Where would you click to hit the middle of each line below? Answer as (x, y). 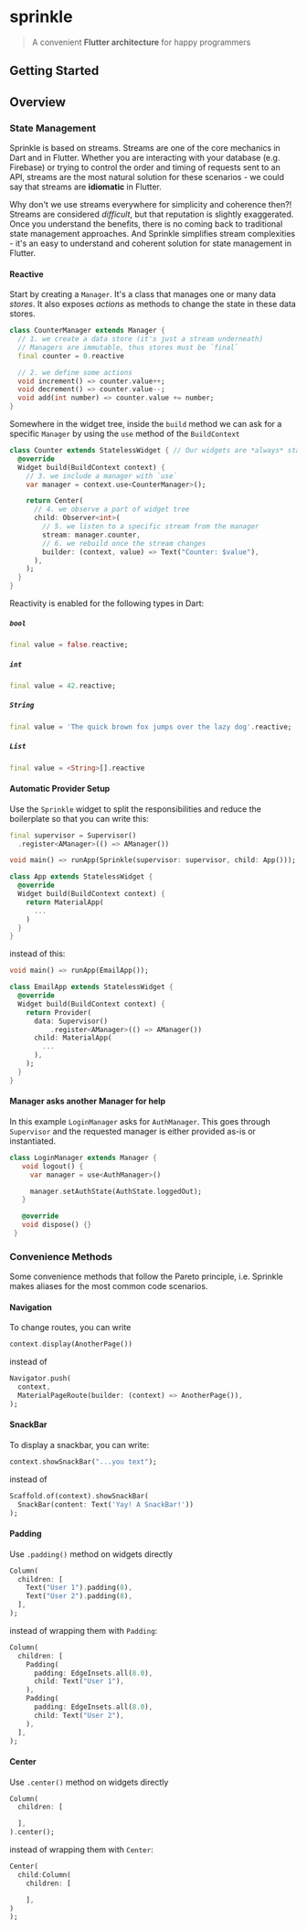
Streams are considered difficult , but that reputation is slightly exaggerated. (152, 214)
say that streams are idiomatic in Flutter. (86, 187)
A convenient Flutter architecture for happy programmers (141, 42)
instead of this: (37, 954)
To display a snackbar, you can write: (79, 1445)
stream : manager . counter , (92, 535)
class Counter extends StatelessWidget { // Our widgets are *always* (147, 451)
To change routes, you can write (70, 1328)
